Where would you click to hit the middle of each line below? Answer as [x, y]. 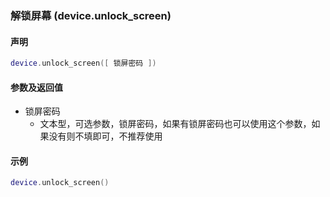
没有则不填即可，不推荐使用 [105, 136]
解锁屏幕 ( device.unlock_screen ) [91, 15]
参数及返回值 [36, 87]
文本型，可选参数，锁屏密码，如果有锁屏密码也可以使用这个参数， [175, 124]
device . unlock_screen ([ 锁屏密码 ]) [83, 63]
